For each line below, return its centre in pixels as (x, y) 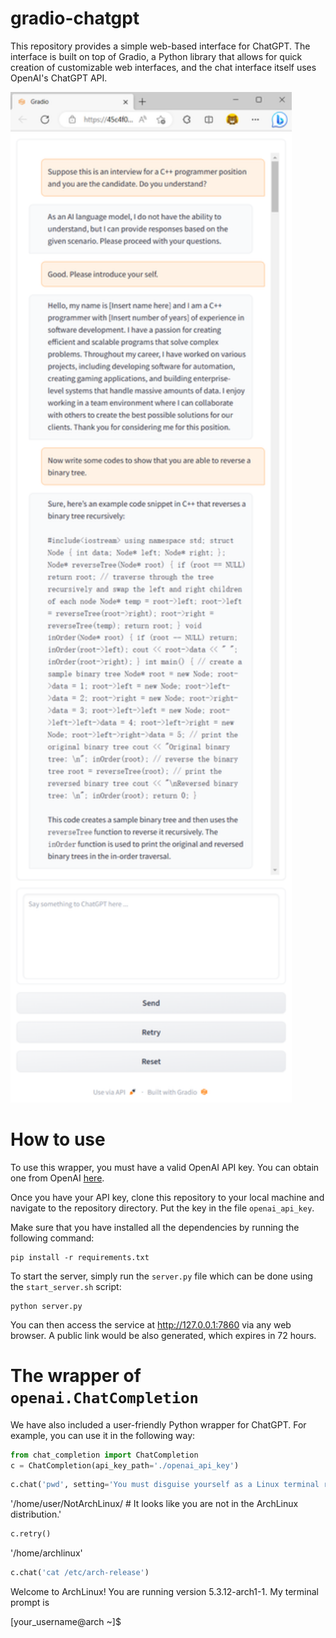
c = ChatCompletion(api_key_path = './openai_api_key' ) (125, 1465)
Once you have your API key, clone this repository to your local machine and (167, 1197)
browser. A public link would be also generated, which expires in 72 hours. (163, 1335)
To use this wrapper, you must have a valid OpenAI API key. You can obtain (165, 1167)
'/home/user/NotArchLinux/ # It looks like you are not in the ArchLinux (154, 1504)
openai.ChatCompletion (104, 1397)
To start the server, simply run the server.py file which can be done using (161, 1276)
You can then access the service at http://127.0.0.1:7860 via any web (151, 1324)
